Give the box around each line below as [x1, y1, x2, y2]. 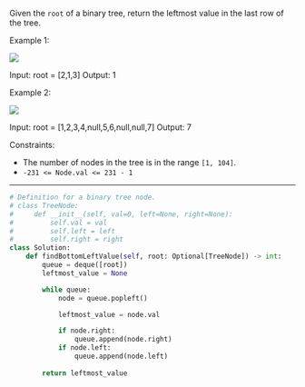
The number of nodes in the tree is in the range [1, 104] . [22, 157, 237, 167]
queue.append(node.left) [74, 352, 169, 361]
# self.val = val [9, 218, 107, 227]
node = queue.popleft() [57, 293, 148, 303]
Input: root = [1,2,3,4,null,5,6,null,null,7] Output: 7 [9, 122, 192, 133]
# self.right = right [9, 235, 124, 244]
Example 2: [9, 87, 52, 98]
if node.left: [57, 343, 112, 352]
